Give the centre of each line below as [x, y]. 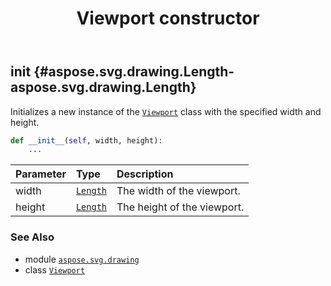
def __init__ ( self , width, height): [86, 140]
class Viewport [55, 269]
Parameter [41, 174]
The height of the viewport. [180, 207]
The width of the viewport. [178, 191]
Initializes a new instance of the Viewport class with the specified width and [166, 111]
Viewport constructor [168, 18]
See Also [32, 237]
